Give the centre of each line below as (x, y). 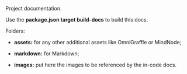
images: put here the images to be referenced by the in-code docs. (95, 65)
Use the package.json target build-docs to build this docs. (77, 20)
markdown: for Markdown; (46, 54)
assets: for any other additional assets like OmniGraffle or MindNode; (98, 42)
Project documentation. (34, 8)
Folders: (15, 31)
